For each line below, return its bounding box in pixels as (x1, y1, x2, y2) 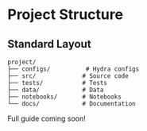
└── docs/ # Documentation (7, 100, 136, 108)
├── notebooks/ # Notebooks (7, 93, 122, 101)
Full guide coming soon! (7, 114, 87, 123)
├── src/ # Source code (7, 72, 129, 80)
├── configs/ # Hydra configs (7, 65, 140, 73)
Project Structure (7, 6, 124, 24)
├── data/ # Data (7, 86, 104, 94)
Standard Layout (7, 37, 92, 51)
